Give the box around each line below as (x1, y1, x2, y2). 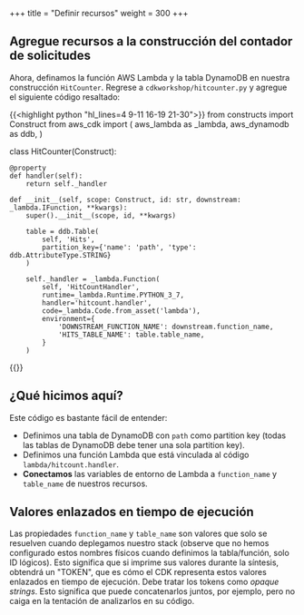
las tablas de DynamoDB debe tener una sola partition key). (22, 439, 245, 450)
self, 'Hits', (42, 235, 95, 244)
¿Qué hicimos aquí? (9, 388, 124, 404)
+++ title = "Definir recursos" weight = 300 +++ (9, 8, 189, 18)
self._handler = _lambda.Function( (25, 274, 161, 284)
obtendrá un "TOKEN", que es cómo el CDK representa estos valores (9, 567, 268, 578)
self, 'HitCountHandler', (42, 282, 141, 291)
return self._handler (25, 179, 107, 189)
